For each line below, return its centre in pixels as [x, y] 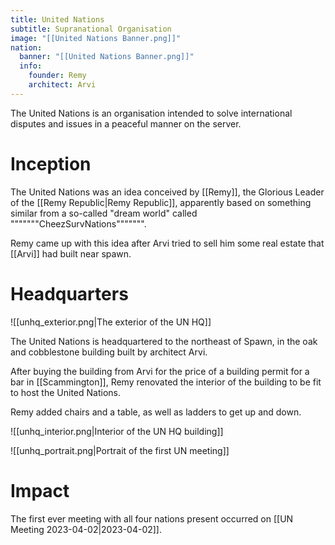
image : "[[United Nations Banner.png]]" [96, 38]
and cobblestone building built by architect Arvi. [109, 352]
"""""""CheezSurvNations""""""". [78, 223]
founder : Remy [57, 76]
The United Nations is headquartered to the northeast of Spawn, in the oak [164, 341]
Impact [40, 490]
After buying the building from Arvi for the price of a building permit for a [160, 371]
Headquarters [69, 293]
